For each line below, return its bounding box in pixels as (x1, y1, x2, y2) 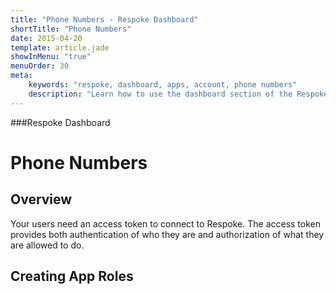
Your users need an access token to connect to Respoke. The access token (10, 217, 322, 230)
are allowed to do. (10, 239, 85, 251)
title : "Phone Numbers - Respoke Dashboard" (10, 14, 199, 25)
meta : (10, 71, 33, 81)
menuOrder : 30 (10, 61, 70, 71)
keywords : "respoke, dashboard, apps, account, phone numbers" (28, 80, 298, 90)
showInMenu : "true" (10, 52, 92, 62)
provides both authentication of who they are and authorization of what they (10, 228, 325, 240)
